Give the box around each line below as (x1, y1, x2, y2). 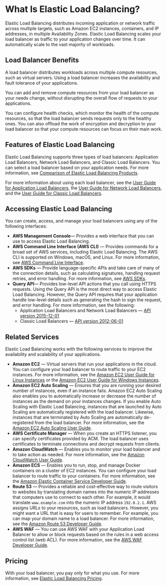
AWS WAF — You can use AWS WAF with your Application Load (12, 526, 145, 532)
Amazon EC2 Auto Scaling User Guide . (12, 425, 92, 431)
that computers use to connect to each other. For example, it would (12, 494, 151, 500)
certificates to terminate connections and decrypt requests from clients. (12, 441, 161, 447)
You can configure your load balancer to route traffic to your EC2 (12, 366, 146, 372)
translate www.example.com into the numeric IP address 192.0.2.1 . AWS (12, 500, 157, 506)
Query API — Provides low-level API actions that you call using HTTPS (12, 281, 157, 287)
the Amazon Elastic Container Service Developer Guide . (12, 478, 127, 484)
